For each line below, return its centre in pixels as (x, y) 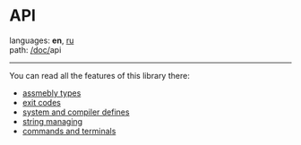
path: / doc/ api (35, 49)
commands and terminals (69, 131)
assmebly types (52, 93)
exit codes (41, 102)
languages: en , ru (42, 40)
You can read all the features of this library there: (99, 75)
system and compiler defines (76, 112)
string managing (52, 121)
